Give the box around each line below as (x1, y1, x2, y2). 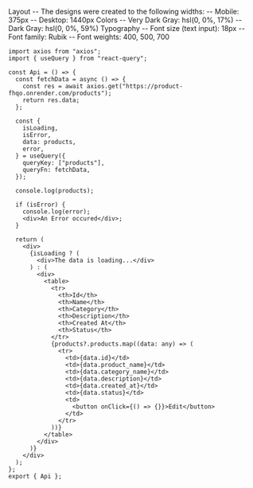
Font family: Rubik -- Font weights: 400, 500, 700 (8, 32, 169, 41)
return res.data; (22, 96, 80, 104)
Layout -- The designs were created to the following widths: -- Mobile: (8, 7, 239, 16)
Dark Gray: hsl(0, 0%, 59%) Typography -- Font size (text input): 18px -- (8, 24, 245, 33)
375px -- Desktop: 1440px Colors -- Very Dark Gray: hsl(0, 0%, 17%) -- (8, 15, 243, 25)
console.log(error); (22, 208, 91, 216)
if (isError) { (15, 201, 66, 209)
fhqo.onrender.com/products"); (8, 89, 112, 97)
